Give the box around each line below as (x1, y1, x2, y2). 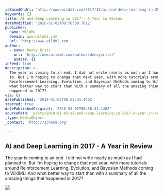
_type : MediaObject (5, 115, 45, 120)
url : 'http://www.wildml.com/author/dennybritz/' (14, 52, 116, 57)
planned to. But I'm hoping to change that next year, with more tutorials (5, 160, 147, 166)
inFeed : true (5, 61, 32, 66)
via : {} (5, 93, 21, 97)
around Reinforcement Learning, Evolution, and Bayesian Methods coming (5, 165, 154, 171)
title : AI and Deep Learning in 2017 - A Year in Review (5, 16, 123, 21)
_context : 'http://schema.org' (5, 120, 68, 125)
